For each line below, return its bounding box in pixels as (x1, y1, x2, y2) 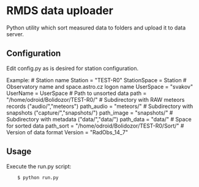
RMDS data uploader (6, 4, 113, 18)
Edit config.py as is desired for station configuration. (6, 64, 139, 72)
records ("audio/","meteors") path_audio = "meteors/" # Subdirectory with (6, 102, 193, 110)
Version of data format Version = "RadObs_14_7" (6, 128, 129, 135)
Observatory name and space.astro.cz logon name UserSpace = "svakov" (6, 83, 193, 90)
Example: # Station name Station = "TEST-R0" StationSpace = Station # (6, 76, 187, 83)
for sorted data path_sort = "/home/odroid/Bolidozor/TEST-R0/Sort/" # (6, 122, 184, 129)
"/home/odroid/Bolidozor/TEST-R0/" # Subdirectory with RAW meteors (6, 96, 185, 103)
